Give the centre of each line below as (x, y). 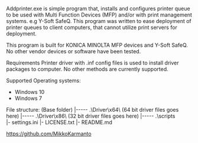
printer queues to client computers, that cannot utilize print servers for (92, 27)
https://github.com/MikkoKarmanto (49, 134)
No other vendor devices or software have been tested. (74, 51)
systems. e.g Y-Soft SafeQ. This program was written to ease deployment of (99, 21)
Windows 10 (30, 92)
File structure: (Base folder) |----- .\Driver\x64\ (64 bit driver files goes (92, 110)
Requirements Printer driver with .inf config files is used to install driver (92, 63)
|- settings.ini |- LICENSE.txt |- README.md (59, 122)
